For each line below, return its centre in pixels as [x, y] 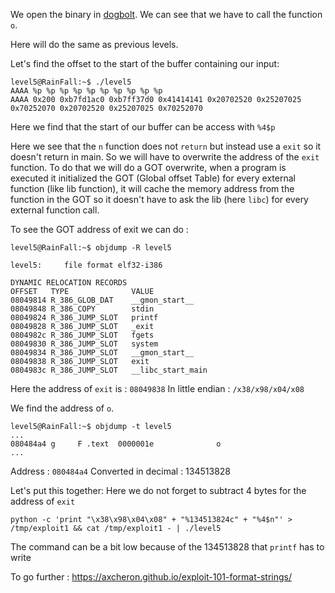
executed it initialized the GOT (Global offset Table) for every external [153, 178]
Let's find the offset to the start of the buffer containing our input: [145, 63]
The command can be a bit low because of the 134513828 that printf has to [167, 547]
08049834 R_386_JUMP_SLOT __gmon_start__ [102, 353]
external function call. [55, 210]
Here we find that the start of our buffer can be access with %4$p [143, 127]
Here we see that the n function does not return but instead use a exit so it [166, 146]
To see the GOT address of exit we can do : [99, 229]
